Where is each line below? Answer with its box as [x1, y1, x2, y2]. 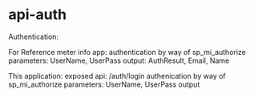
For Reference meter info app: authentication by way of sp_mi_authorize [8, 47, 247, 56]
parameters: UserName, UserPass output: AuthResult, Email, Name [8, 56, 230, 65]
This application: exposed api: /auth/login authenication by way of [8, 71, 226, 80]
